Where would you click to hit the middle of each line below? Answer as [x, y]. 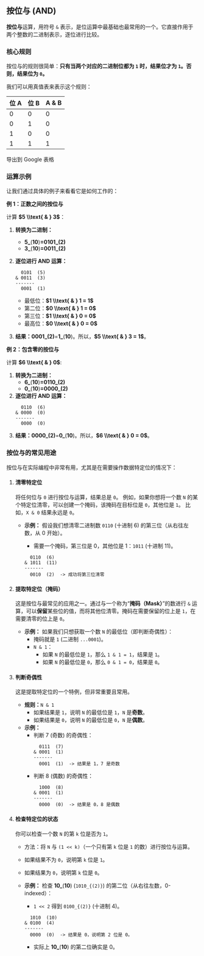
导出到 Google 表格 [30, 160]
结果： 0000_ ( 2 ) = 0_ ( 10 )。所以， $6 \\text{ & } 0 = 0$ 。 [84, 436]
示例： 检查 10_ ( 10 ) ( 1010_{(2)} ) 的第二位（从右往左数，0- [97, 885]
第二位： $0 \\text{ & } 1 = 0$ [60, 308]
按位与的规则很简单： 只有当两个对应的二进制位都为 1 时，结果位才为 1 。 [97, 66]
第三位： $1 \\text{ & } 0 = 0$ [60, 316]
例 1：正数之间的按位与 [35, 204]
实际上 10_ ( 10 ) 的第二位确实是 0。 [76, 947]
